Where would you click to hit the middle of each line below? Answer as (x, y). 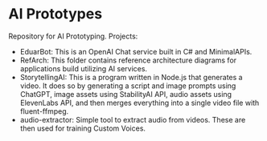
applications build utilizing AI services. (83, 68)
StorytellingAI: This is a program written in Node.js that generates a (131, 77)
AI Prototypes (55, 14)
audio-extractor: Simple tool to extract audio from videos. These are (133, 119)
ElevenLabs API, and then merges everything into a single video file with (140, 103)
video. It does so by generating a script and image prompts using (128, 86)
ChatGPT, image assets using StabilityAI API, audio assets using (125, 94)
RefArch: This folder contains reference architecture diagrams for (128, 60)
